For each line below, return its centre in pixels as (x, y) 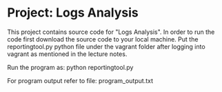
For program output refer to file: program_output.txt (80, 80)
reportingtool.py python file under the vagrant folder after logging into (106, 46)
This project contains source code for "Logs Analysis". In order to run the (111, 32)
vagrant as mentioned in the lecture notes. (67, 54)
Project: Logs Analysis (73, 13)
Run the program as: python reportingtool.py (70, 67)
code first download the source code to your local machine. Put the (103, 39)
